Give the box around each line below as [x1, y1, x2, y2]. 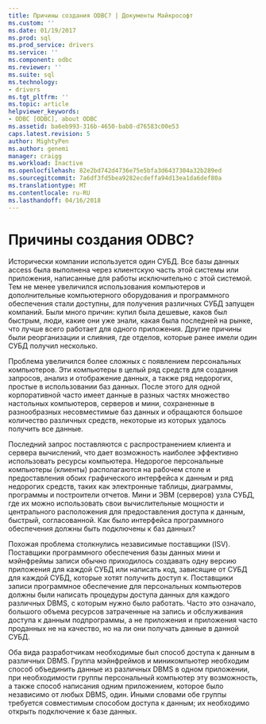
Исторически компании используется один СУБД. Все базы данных [8, 257, 240, 266]
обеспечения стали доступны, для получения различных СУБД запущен [8, 299, 255, 308]
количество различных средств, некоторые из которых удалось [8, 416, 226, 425]
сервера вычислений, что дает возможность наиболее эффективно [8, 448, 239, 458]
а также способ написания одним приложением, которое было [8, 681, 224, 691]
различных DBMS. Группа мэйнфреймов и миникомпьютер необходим [8, 656, 250, 666]
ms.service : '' [8, 48, 59, 56]
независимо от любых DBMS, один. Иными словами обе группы [8, 690, 227, 699]
